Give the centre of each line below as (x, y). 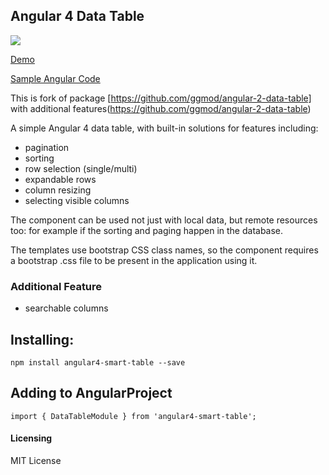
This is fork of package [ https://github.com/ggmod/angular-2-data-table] (161, 98)
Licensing (31, 438)
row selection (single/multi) (81, 168)
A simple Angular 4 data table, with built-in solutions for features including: (164, 128)
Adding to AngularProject (91, 393)
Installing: (42, 339)
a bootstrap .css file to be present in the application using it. (134, 260)
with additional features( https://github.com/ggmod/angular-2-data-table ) (161, 108)
